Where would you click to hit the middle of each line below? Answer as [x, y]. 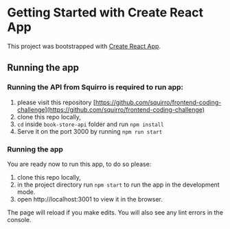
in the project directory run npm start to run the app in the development [118, 184]
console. [20, 219]
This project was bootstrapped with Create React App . [84, 46]
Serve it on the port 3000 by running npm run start [90, 131]
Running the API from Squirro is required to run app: [95, 87]
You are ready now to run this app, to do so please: [79, 164]
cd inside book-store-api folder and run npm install [91, 124]
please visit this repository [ [56, 102]
